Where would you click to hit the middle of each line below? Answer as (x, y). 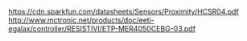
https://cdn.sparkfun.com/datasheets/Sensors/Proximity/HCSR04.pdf (123, 12)
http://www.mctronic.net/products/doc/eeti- (82, 20)
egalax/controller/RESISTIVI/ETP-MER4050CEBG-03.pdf (102, 29)
